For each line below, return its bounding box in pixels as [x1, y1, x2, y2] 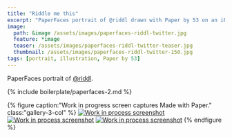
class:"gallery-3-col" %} [7, 108, 77, 116]
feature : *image [13, 36, 60, 43]
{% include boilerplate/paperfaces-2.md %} [7, 87, 133, 95]
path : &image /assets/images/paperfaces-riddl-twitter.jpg [13, 29, 187, 37]
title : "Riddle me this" [7, 10, 79, 17]
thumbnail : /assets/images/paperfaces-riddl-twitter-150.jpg [13, 49, 193, 56]
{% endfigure [184, 116, 222, 124]
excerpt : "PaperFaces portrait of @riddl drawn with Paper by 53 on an [7, 17, 217, 24]
